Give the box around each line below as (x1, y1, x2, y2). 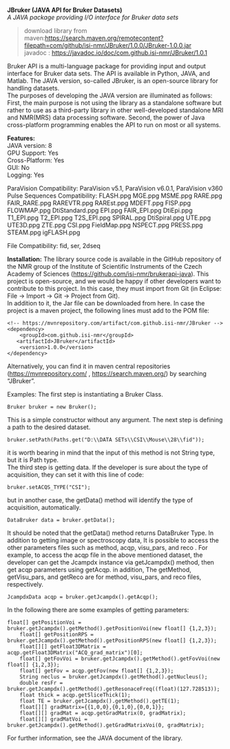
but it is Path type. (7, 456, 59, 464)
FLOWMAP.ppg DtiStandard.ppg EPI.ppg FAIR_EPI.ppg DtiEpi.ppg (7, 207, 193, 214)
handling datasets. (7, 84, 60, 92)
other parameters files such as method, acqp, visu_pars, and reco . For (7, 544, 208, 551)
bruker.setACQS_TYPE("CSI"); (7, 484, 91, 491)
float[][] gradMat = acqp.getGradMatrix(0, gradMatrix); (19, 710, 187, 717)
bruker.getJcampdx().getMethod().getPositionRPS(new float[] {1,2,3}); (7, 637, 217, 644)
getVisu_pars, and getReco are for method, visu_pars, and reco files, (7, 573, 202, 581)
